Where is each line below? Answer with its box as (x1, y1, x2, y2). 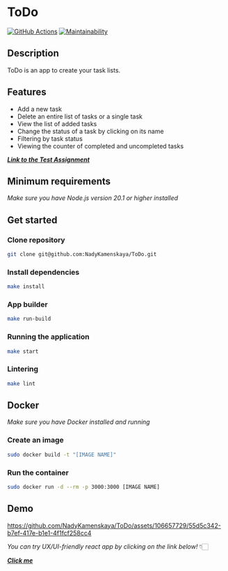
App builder (7, 300, 48, 310)
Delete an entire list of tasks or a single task (17, 112, 142, 121)
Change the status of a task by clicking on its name (17, 127, 165, 135)
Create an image (7, 435, 64, 445)
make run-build (7, 315, 51, 323)
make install (7, 283, 45, 290)
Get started (7, 214, 58, 226)
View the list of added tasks (17, 119, 97, 128)
